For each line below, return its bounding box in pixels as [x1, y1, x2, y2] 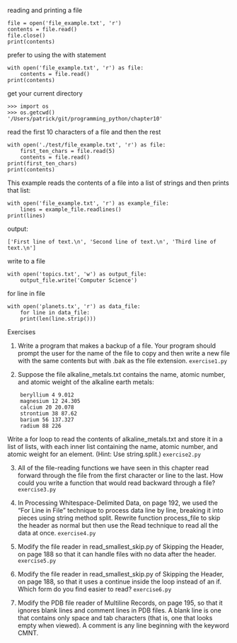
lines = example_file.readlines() [20, 206, 122, 213]
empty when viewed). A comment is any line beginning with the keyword [17, 621, 230, 630]
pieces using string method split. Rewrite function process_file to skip [17, 513, 221, 522]
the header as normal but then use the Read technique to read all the [17, 521, 219, 530]
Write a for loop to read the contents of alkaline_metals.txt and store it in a [7, 435, 223, 443]
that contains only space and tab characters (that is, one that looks [17, 614, 213, 622]
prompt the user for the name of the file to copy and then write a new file [17, 349, 230, 357]
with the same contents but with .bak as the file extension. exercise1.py [17, 357, 228, 365]
